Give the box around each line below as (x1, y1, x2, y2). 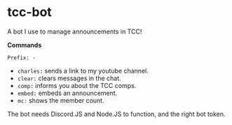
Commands (7, 41, 42, 49)
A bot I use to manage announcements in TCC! (7, 27, 142, 36)
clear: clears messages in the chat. (17, 74, 121, 82)
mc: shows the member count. (17, 96, 104, 105)
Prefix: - (7, 54, 36, 61)
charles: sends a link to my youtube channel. (17, 66, 149, 75)
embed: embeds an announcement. (17, 89, 118, 97)
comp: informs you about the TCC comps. (17, 81, 137, 89)
